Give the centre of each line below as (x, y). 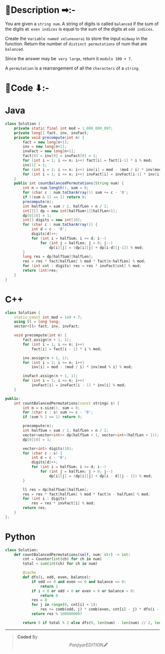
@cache (29, 573)
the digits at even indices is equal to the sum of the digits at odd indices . (80, 29)
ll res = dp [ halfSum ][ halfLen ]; (56, 490)
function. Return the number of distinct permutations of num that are (76, 43)
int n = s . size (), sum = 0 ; (51, 408)
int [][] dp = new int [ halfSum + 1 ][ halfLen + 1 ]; (70, 211)
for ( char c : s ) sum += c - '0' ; (58, 412)
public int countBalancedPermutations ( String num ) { (69, 183)
